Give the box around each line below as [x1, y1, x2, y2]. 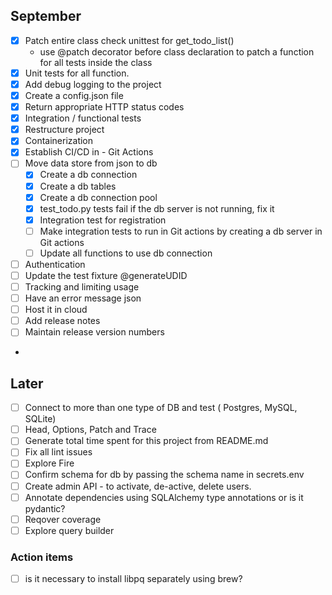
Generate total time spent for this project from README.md [24, 435, 269, 447]
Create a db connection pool [39, 191, 158, 203]
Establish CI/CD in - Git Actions [24, 146, 154, 158]
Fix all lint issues [24, 446, 93, 458]
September [10, 8, 82, 25]
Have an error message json [24, 292, 142, 304]
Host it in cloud [24, 304, 88, 316]
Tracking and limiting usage [24, 281, 140, 293]
